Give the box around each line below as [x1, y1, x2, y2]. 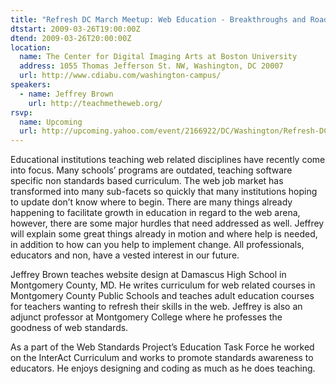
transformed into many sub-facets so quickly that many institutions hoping [10, 186, 318, 198]
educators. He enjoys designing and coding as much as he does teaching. [10, 362, 316, 375]
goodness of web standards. [10, 322, 129, 334]
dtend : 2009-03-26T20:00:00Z [10, 33, 132, 43]
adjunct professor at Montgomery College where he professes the [10, 311, 283, 323]
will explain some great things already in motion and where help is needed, [10, 228, 318, 240]
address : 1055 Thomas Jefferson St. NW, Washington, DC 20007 [19, 61, 284, 71]
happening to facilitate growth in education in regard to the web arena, [10, 207, 301, 219]
